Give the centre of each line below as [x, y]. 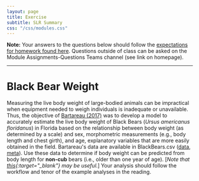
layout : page [23, 11]
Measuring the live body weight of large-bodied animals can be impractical [98, 103]
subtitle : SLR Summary [35, 22]
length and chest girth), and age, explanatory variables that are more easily [98, 141]
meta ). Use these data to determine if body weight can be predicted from [96, 153]
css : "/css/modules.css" [37, 28]
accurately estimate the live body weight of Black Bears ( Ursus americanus [98, 122]
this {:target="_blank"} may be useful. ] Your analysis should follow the [92, 166]
